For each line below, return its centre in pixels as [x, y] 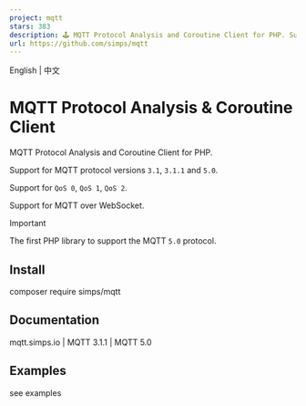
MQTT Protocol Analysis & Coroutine [151, 108]
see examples [36, 392]
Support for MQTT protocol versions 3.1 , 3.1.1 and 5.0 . [114, 171]
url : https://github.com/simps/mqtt [79, 43]
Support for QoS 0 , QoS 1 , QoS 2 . [68, 188]
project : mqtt [36, 18]
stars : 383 [30, 26]
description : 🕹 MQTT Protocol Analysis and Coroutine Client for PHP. [148, 35]
